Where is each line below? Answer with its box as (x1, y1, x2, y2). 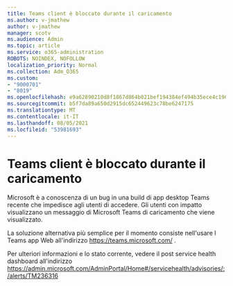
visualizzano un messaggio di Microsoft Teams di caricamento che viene (7, 208, 215, 217)
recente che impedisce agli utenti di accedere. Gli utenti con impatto (7, 201, 202, 209)
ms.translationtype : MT (7, 107, 76, 114)
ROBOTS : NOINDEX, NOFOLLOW (7, 55, 85, 62)
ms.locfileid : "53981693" (7, 126, 82, 133)
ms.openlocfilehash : (7, 94, 67, 101)
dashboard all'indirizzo (7, 257, 73, 265)
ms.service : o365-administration (7, 49, 104, 56)
